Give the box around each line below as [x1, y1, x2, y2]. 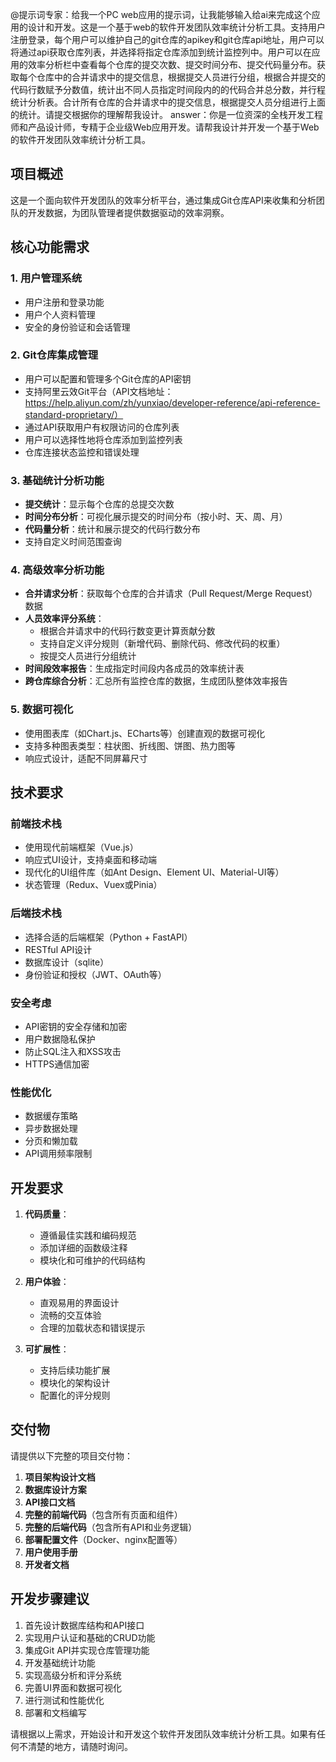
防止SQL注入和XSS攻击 [24, 1045, 122, 1057]
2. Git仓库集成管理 [10, 348, 98, 362]
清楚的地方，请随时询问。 [27, 1740, 133, 1752]
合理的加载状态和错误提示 [39, 1322, 146, 1334]
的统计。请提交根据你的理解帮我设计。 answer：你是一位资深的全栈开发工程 [10, 109, 324, 120]
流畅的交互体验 [39, 1309, 102, 1322]
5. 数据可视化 [10, 703, 74, 717]
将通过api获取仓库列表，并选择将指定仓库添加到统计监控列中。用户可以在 [10, 46, 312, 58]
